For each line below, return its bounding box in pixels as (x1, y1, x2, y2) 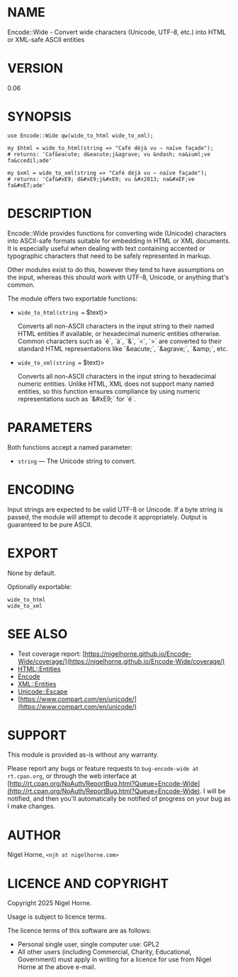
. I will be (199, 787, 226, 796)
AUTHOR (7, 827, 62, 843)
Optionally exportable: (7, 582, 72, 590)
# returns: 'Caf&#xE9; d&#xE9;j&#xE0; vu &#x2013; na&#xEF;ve (7, 176, 195, 183)
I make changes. (7, 802, 55, 811)
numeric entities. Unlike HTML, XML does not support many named (17, 379, 215, 388)
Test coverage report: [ (17, 649, 85, 658)
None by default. (7, 568, 57, 577)
